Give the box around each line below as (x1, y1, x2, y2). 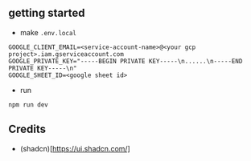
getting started (8, 6, 85, 20)
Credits (8, 123, 47, 136)
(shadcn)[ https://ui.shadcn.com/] (19, 143, 130, 153)
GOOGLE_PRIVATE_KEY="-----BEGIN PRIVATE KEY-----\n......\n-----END (8, 57, 243, 65)
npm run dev (8, 100, 48, 109)
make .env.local (19, 27, 76, 37)
